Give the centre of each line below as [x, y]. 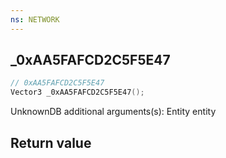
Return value [51, 142]
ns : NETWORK [35, 19]
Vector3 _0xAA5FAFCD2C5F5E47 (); [77, 92]
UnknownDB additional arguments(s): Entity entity [113, 112]
